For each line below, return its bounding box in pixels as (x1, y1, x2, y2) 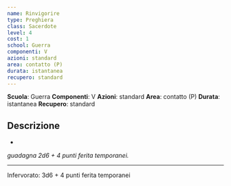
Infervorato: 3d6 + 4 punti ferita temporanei (7, 171, 131, 179)
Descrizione (7, 119, 60, 131)
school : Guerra (7, 42, 51, 49)
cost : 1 (7, 36, 30, 43)
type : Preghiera (7, 16, 54, 23)
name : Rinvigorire (7, 10, 60, 17)
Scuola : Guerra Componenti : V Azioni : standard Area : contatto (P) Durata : (7, 93, 220, 101)
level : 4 (7, 29, 32, 36)
